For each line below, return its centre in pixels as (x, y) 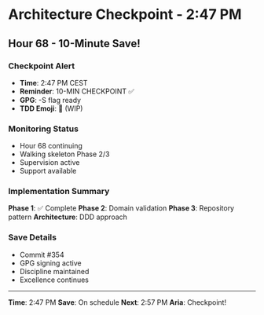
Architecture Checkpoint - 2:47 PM (125, 15)
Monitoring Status (43, 129)
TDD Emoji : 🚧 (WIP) (51, 108)
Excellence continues (54, 280)
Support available (48, 171)
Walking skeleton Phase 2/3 (64, 154)
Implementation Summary (59, 192)
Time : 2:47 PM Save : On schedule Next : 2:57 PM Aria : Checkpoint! (117, 302)
